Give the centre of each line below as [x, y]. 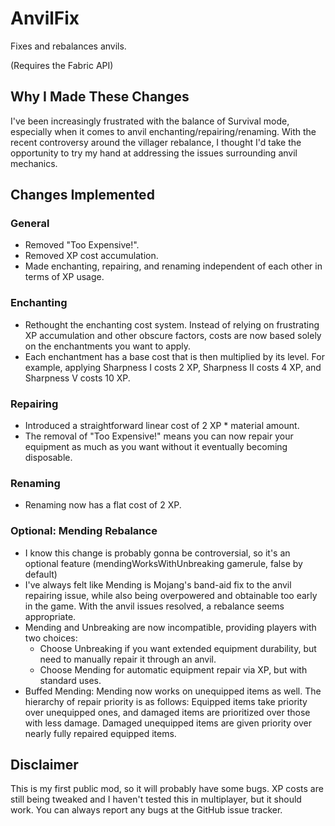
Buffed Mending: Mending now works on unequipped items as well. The [173, 691]
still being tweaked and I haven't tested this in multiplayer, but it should [156, 799]
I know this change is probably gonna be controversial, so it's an [157, 553]
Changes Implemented [82, 195]
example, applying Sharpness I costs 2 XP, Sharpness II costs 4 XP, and [173, 367]
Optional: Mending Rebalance [84, 531]
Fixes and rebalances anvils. [68, 46]
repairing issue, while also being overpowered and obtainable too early [171, 595]
